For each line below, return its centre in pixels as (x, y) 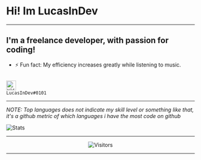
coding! (21, 50)
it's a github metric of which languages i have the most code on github (94, 116)
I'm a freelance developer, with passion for (87, 40)
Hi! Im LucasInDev (52, 11)
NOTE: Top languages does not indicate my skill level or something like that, (100, 110)
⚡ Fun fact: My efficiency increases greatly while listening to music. (98, 65)
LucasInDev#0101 (26, 93)
